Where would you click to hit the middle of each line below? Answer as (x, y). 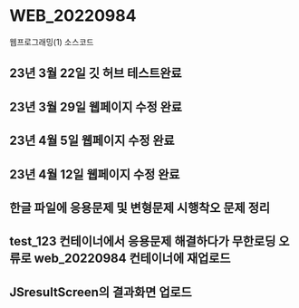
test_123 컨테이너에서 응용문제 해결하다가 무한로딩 (143, 241)
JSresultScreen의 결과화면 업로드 (101, 292)
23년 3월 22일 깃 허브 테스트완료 (96, 73)
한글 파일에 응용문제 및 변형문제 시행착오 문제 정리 (140, 208)
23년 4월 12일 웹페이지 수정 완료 (95, 174)
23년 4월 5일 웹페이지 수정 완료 (92, 141)
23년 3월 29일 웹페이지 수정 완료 (96, 106)
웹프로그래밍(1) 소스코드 (52, 42)
